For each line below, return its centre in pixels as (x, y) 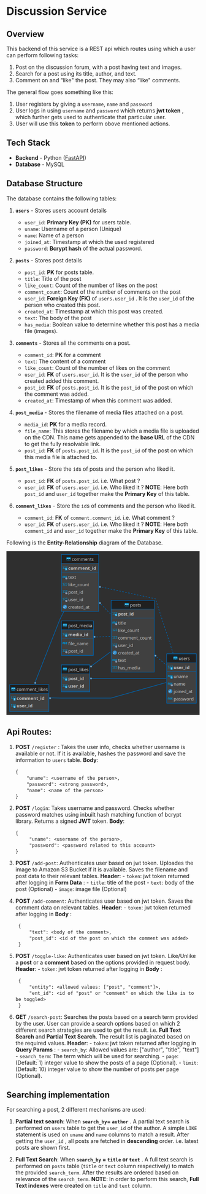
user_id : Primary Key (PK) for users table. (78, 222)
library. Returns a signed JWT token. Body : (70, 821)
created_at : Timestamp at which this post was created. (94, 311)
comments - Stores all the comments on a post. (73, 343)
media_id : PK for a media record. (66, 424)
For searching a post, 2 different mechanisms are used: (76, 1110)
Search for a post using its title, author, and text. (76, 74)
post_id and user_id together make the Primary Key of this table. (107, 493)
